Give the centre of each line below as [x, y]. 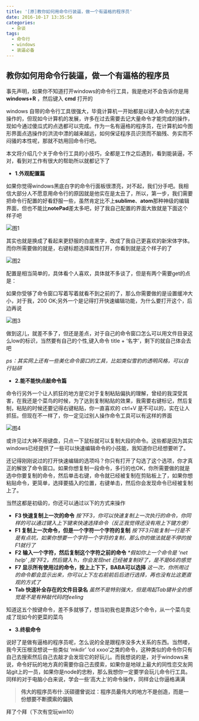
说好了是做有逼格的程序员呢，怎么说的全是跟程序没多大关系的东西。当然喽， [99, 642]
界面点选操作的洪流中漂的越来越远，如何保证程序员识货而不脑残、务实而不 [102, 133]
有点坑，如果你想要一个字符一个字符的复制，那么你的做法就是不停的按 [105, 537]
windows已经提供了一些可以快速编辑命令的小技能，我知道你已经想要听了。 [97, 448]
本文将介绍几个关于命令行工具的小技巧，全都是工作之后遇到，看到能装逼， [97, 153]
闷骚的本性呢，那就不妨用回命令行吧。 [53, 140]
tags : [13, 34]
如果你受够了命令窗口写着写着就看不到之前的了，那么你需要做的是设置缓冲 [97, 293]
